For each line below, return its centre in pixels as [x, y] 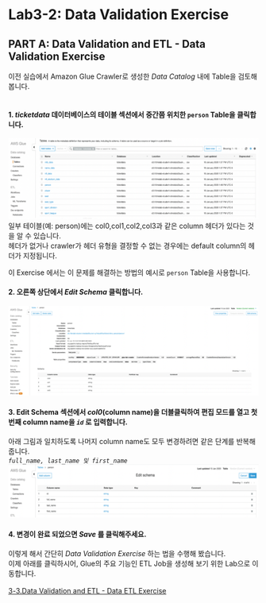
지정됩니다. [40, 255]
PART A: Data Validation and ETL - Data [107, 44]
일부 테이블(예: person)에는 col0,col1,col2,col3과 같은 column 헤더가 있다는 [127, 226]
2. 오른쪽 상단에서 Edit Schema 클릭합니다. [76, 292]
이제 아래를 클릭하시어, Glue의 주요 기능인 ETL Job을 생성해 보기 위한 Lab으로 [129, 563]
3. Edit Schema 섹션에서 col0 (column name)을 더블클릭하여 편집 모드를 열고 [129, 412]
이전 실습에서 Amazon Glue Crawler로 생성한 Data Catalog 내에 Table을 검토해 [133, 76]
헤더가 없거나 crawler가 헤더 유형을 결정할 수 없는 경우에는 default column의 [127, 245]
